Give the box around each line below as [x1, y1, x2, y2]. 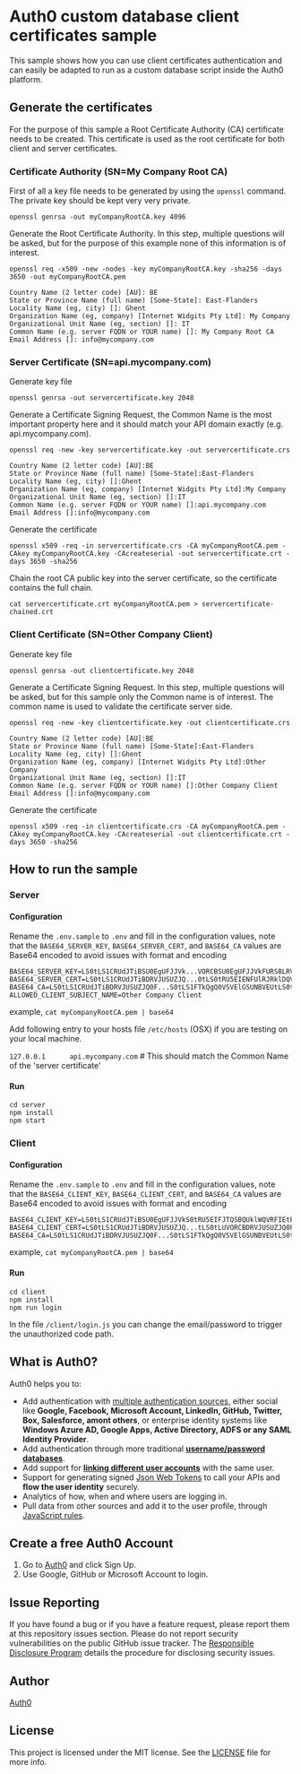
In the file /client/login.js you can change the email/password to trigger [9, 1319, 283, 1329]
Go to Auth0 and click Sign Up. [21, 1560, 137, 1571]
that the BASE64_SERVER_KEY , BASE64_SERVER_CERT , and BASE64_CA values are [9, 940, 282, 951]
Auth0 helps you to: [9, 1378, 82, 1389]
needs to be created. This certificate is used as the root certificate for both [9, 133, 285, 144]
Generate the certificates [9, 100, 153, 116]
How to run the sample [9, 862, 138, 878]
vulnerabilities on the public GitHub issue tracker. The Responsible [9, 1638, 254, 1649]
